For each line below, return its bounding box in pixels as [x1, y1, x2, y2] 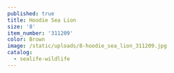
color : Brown [7, 36, 45, 43]
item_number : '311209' [7, 29, 73, 37]
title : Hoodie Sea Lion [7, 17, 77, 24]
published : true [7, 10, 55, 17]
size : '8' [7, 23, 36, 30]
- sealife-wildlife [13, 56, 71, 63]
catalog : [7, 49, 33, 56]
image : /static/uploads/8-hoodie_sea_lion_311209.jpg [7, 42, 168, 49]
